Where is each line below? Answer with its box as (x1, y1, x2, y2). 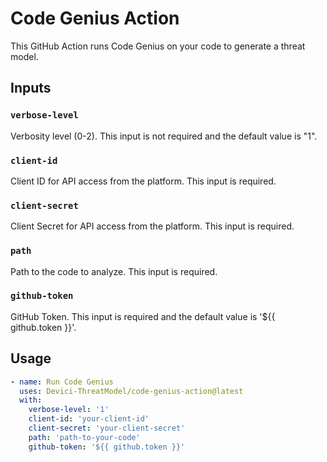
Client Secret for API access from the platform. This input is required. (10, 220, 295, 232)
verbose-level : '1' (28, 405, 110, 415)
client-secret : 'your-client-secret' (28, 423, 186, 433)
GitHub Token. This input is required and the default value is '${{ (10, 310, 276, 322)
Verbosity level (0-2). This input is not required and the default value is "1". (10, 130, 318, 142)
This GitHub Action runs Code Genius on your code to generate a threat (10, 40, 306, 52)
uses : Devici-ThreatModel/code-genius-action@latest (19, 386, 244, 396)
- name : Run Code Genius (10, 377, 114, 387)
